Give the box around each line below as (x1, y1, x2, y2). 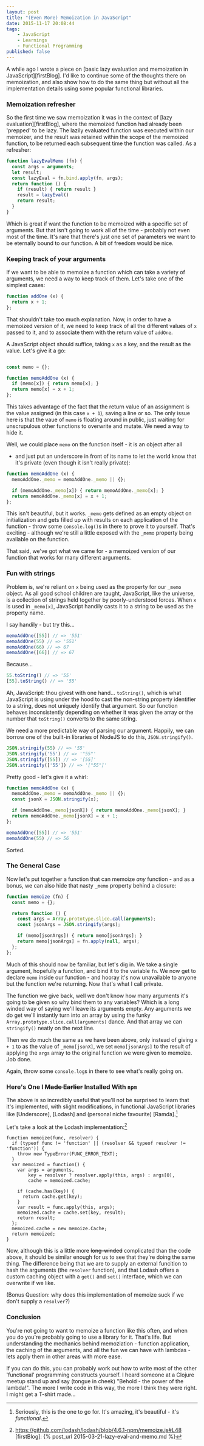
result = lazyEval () (17, 192, 69, 198)
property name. (6, 609, 46, 616)
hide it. (6, 429, 24, 436)
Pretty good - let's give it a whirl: (6, 773, 88, 780)
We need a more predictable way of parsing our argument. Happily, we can (6, 727, 194, 735)
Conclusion (6, 1313, 41, 1322)
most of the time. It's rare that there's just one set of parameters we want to (6, 233, 196, 240)
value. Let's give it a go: (6, 347, 66, 354)
